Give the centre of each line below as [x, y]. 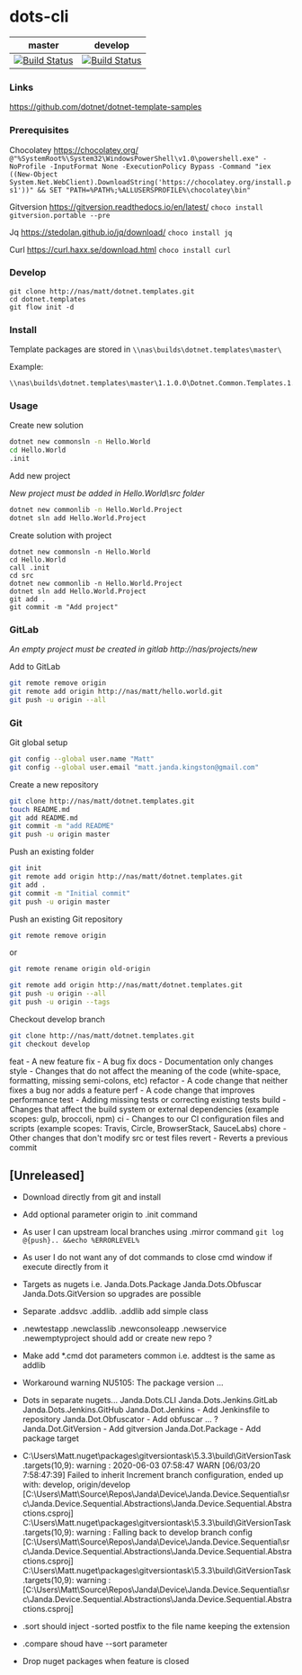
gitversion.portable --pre [60, 215]
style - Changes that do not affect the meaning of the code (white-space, [145, 1071]
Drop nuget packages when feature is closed [106, 1661]
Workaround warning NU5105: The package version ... [123, 1382]
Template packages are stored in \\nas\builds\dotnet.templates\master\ [146, 349]
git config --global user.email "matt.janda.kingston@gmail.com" [134, 767]
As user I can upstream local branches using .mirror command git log [153, 1232]
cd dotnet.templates [48, 299]
